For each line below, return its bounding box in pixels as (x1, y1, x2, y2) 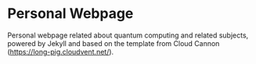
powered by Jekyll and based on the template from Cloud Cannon (7, 38, 220, 48)
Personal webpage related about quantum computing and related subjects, (7, 30, 249, 40)
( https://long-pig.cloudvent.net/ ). (7, 47, 114, 56)
